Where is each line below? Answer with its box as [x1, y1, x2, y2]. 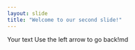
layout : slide [7, 10, 48, 17]
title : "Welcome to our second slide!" [7, 16, 123, 23]
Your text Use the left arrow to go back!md [7, 35, 129, 43]
